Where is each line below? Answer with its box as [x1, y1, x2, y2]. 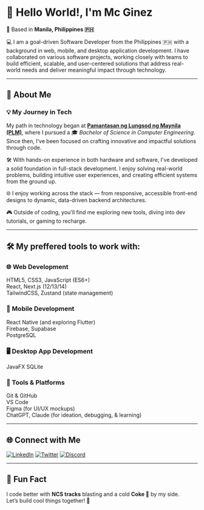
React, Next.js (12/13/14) [6, 283, 67, 290]
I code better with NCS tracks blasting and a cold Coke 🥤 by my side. [6, 490, 180, 498]
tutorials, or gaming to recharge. [6, 217, 87, 225]
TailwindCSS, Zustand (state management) [6, 289, 114, 297]
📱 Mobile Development [6, 304, 75, 313]
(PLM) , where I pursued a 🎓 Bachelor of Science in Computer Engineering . [6, 128, 195, 136]
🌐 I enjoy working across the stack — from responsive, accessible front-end [6, 189, 197, 197]
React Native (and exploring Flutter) [6, 318, 96, 326]
